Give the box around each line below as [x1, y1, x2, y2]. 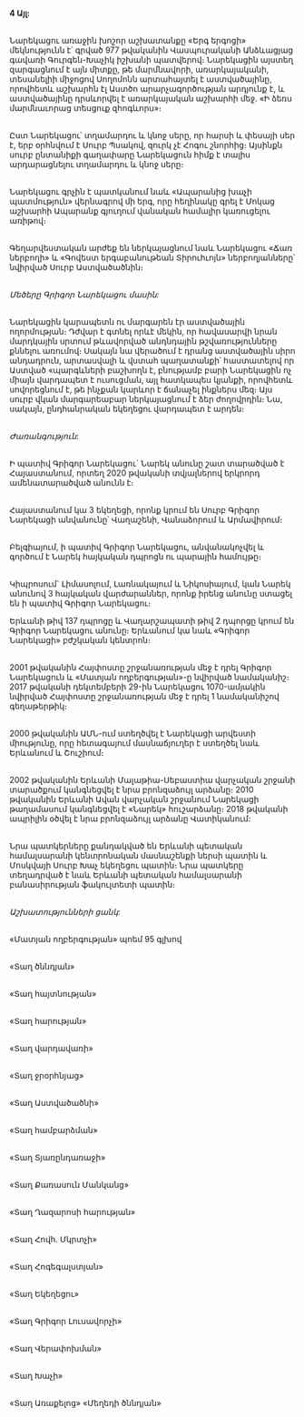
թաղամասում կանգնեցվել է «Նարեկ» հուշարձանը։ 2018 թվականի [9, 804, 289, 814]
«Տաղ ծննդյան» [9, 961, 75, 971]
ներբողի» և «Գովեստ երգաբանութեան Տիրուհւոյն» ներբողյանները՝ [9, 252, 296, 263]
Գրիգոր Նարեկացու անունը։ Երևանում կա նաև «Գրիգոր [9, 625, 250, 636]
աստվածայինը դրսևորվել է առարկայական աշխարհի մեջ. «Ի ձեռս [9, 93, 292, 104]
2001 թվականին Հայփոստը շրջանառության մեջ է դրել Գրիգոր [9, 662, 272, 672]
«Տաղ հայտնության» [9, 989, 97, 999]
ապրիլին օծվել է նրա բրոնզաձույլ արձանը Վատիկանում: [9, 813, 251, 824]
